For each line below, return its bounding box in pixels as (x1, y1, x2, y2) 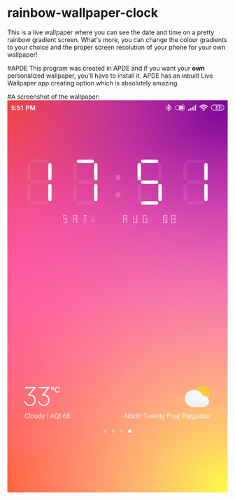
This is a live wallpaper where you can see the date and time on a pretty (7, 28, 215, 36)
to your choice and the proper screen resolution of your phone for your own (7, 43, 226, 51)
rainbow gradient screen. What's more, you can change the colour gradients (7, 35, 227, 43)
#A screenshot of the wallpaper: (7, 92, 100, 101)
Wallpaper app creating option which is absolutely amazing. (7, 78, 180, 87)
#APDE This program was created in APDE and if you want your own (7, 64, 205, 72)
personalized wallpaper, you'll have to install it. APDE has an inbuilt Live (7, 71, 213, 80)
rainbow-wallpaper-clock (7, 5, 159, 21)
